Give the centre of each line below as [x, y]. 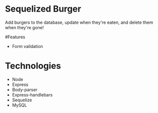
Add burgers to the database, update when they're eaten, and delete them [79, 22]
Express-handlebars [32, 95]
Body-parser [25, 89]
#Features [15, 37]
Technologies [33, 66]
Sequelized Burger [43, 9]
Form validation [28, 46]
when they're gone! [24, 27]
